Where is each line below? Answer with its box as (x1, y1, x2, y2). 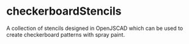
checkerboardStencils (6, 4, 122, 18)
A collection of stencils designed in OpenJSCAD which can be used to (6, 24, 183, 32)
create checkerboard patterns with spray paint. (6, 31, 125, 38)
